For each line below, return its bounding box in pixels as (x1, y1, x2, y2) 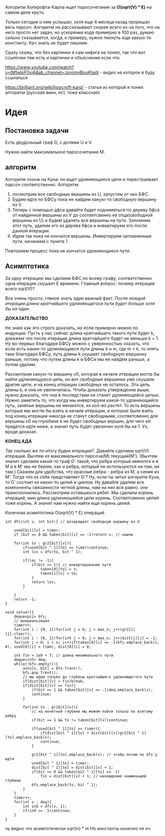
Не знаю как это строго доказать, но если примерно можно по (5, 325, 138, 331)
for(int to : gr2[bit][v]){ (14, 541, 71, 546)
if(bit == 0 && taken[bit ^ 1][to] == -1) (31, 769, 120, 774)
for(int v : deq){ (14, 800, 52, 804)
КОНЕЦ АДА (5, 438, 32, 444)
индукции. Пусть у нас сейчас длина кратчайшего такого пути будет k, (5, 330, 155, 336)
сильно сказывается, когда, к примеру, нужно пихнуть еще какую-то (5, 35, 152, 40)
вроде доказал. (5, 428, 38, 434)
